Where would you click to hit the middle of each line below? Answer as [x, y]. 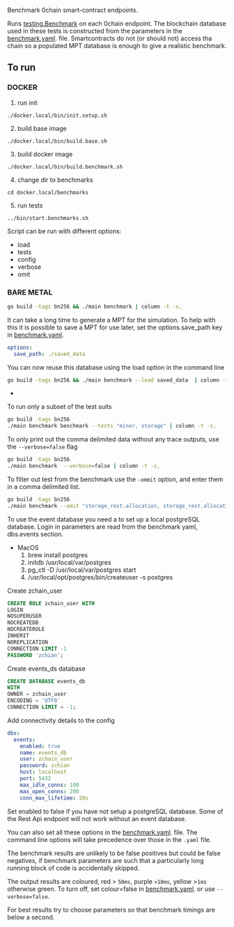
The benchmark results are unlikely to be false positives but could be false [114, 853]
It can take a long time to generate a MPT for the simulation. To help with [111, 320]
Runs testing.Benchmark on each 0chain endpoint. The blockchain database [117, 23]
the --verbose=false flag [42, 447]
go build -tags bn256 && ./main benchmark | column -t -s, [95, 306]
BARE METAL [30, 292]
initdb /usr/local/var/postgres [69, 562]
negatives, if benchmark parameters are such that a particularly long [106, 860]
